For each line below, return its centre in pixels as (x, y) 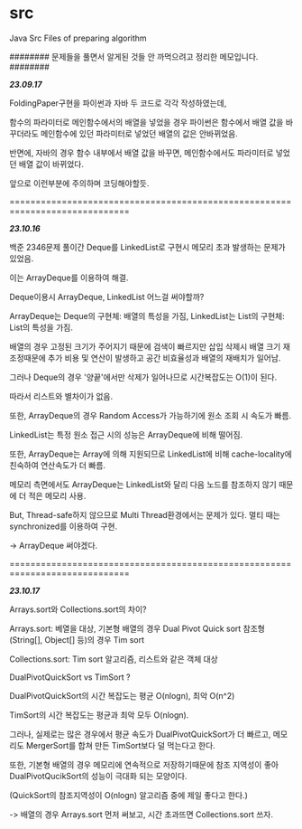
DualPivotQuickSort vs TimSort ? (70, 677)
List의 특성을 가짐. (41, 327)
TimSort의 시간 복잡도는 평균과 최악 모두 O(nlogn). (99, 715)
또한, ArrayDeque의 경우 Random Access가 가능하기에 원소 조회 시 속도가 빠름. (151, 415)
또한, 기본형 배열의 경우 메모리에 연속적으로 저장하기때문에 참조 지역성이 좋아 (144, 764)
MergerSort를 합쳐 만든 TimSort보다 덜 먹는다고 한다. (121, 745)
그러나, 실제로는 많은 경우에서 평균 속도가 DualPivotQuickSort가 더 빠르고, (140, 734)
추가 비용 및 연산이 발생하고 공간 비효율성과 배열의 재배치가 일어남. (165, 358)
